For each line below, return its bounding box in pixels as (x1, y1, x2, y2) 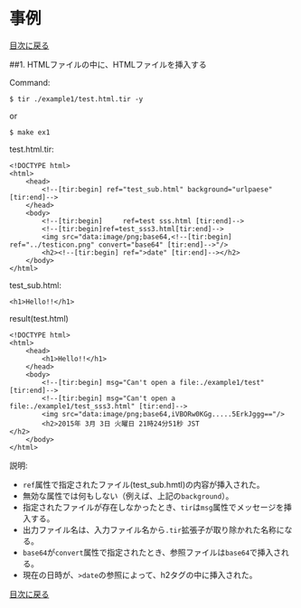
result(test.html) (9, 313, 70, 323)
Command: (9, 77, 51, 88)
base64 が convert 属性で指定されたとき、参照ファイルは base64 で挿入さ (22, 547, 282, 557)
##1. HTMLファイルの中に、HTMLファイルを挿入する (9, 59, 207, 70)
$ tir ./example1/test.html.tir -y (9, 94, 144, 104)
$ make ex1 (9, 127, 51, 136)
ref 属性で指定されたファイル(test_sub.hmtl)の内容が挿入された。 (22, 479, 265, 490)
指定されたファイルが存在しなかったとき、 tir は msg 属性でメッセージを (22, 501, 285, 512)
